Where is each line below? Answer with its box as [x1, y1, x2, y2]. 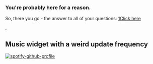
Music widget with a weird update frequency [5, 40, 148, 48]
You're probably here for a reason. [5, 4, 91, 11]
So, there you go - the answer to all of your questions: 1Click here [5, 16, 141, 22]
